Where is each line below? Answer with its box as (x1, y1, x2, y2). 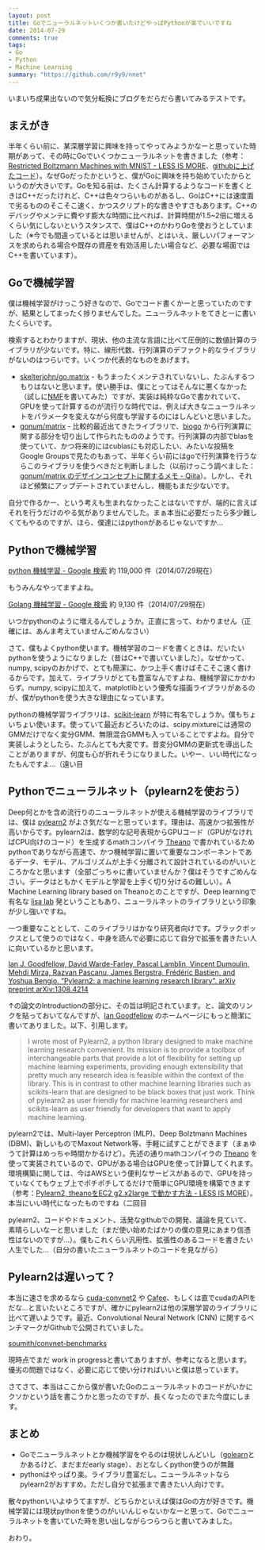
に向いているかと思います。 (8, 943, 98, 952)
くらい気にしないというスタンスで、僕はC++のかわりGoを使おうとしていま (8, 221, 253, 230)
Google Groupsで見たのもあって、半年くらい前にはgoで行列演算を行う (19, 452, 251, 461)
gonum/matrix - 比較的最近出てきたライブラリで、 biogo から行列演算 (19, 421, 245, 431)
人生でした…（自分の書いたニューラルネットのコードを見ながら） (8, 1244, 223, 1254)
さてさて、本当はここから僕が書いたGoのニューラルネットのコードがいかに (8, 1382, 253, 1391)
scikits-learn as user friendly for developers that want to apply (27, 1104, 231, 1113)
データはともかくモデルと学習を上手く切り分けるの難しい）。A (28, 876, 232, 886)
